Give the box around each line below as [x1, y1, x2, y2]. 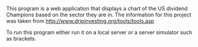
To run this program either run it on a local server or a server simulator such [6, 29, 193, 36]
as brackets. [6, 35, 37, 42]
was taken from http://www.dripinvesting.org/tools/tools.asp [6, 18, 154, 24]
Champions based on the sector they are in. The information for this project [6, 11, 192, 18]
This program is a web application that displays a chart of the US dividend [6, 5, 188, 12]
